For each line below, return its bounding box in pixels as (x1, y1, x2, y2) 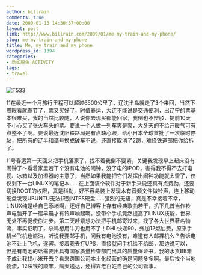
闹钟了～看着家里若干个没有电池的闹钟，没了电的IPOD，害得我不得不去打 (6, 165, 188, 172)
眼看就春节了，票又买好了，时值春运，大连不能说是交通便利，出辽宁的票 (11, 107, 191, 114)
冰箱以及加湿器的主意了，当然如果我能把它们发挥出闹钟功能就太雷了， (16, 172, 191, 179)
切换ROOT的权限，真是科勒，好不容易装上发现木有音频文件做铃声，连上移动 (6, 187, 195, 194)
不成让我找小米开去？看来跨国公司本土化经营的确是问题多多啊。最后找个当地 (6, 255, 196, 262)
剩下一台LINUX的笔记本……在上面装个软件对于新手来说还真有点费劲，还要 (11, 180, 195, 187)
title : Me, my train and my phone (6, 43, 93, 49)
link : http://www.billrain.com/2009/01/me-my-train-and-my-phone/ (6, 31, 176, 37)
